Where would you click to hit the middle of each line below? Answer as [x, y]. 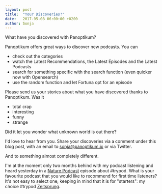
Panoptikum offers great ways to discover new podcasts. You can [72, 47]
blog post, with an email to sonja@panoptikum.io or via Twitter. [69, 147]
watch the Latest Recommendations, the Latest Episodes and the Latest [85, 61]
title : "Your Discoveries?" [35, 14]
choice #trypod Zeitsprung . [33, 187]
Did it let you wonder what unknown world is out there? [61, 132]
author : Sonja [20, 23]
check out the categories [37, 56]
